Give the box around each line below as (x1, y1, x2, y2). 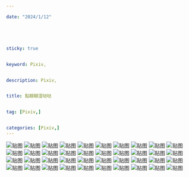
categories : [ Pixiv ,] (6, 125, 60, 131)
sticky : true (6, 45, 39, 51)
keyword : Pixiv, (6, 61, 46, 67)
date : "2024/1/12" (6, 14, 52, 20)
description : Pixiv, (6, 77, 58, 83)
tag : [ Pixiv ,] (6, 109, 42, 115)
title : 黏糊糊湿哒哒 (6, 93, 52, 99)
